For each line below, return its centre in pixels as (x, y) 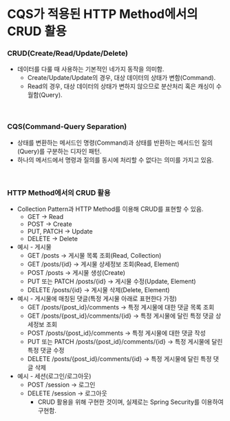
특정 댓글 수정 (46, 350)
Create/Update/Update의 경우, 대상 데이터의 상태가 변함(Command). (121, 78)
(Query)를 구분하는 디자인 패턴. (59, 151)
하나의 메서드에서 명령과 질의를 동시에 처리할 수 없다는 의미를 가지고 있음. (115, 160)
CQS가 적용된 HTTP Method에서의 (103, 14)
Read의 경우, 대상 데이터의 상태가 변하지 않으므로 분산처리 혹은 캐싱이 (121, 86)
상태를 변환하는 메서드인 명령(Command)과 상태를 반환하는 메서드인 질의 (115, 143)
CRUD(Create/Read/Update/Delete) (68, 54)
